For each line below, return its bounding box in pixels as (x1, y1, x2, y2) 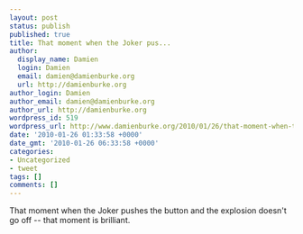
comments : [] (9, 181, 59, 190)
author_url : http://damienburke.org (9, 105, 147, 114)
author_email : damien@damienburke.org (9, 96, 155, 106)
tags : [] (9, 172, 42, 181)
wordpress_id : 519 (9, 113, 78, 122)
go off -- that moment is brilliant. (9, 215, 131, 226)
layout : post (9, 13, 59, 22)
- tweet (9, 164, 39, 173)
